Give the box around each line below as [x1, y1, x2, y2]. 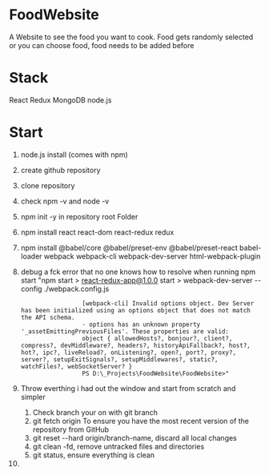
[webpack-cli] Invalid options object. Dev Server [82, 299, 255, 308]
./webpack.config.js [43, 284, 110, 293]
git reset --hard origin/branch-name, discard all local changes [32, 433, 237, 442]
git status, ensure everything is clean [32, 450, 155, 460]
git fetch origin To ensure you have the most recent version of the [32, 416, 250, 425]
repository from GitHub [32, 425, 110, 434]
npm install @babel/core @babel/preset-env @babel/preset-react [20, 243, 239, 252]
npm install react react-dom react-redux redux [20, 227, 175, 237]
